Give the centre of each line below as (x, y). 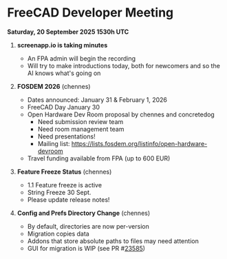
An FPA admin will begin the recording (82, 58)
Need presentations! (66, 136)
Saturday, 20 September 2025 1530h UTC (68, 32)
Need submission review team (80, 121)
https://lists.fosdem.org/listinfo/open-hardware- (139, 143)
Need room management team (81, 129)
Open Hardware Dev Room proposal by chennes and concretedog (121, 114)
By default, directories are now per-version (88, 226)
